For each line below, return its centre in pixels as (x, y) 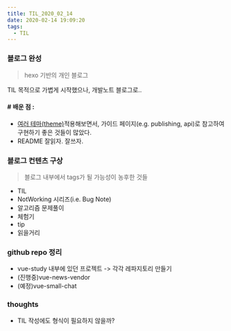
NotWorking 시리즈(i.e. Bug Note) (64, 199)
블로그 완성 (25, 58)
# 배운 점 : (21, 107)
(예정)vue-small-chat (47, 286)
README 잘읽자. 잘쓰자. (50, 141)
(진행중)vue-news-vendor (54, 278)
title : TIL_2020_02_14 (40, 14)
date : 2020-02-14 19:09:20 (46, 20)
